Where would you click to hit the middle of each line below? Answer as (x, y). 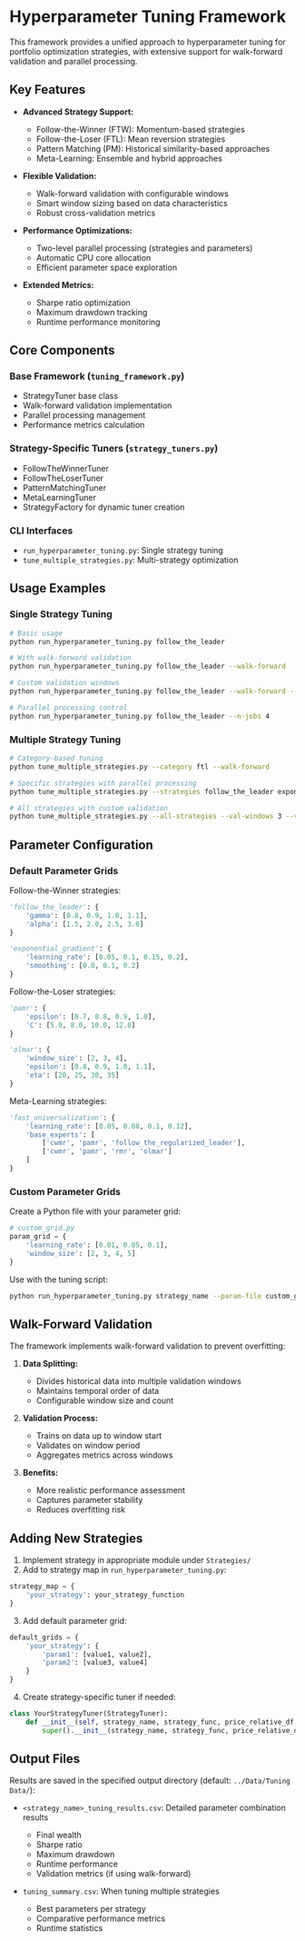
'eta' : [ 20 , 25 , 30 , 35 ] (73, 1075)
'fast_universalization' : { (63, 1118)
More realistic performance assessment (111, 1490)
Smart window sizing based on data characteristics (132, 203)
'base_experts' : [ (60, 1135)
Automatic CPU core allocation (93, 257)
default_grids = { (44, 1637)
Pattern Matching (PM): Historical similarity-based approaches (153, 148)
